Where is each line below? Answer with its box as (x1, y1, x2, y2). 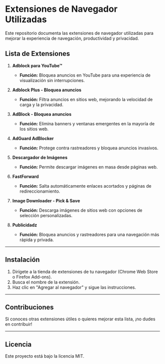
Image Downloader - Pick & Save (12, 197, 80, 203)
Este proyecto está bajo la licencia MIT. (5, 353, 84, 359)
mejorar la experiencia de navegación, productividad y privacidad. (5, 35, 139, 41)
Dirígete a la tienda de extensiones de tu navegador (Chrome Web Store (12, 269, 158, 275)
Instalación (5, 255, 40, 264)
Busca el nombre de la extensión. (12, 279, 80, 285)
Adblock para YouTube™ (12, 62, 62, 68)
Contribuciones (5, 303, 54, 311)
